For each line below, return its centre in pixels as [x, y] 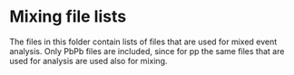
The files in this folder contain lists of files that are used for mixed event [143, 42]
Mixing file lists [68, 17]
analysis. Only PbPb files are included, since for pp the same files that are [147, 51]
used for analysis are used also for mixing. [88, 61]
